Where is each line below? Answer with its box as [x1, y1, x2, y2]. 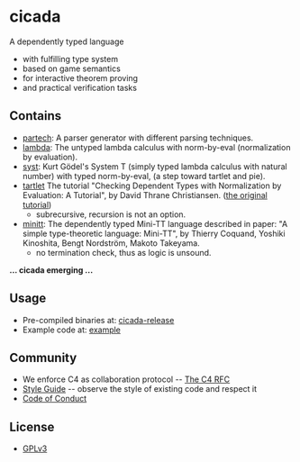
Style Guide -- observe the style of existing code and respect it [22, 384, 258, 394]
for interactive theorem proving [22, 72, 138, 83]
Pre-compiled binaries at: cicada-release [22, 314, 175, 325]
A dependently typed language [9, 36, 124, 47]
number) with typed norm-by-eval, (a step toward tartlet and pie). [22, 170, 266, 181]
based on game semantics [22, 63, 122, 74]
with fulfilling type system [22, 53, 119, 64]
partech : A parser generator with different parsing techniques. [22, 132, 254, 143]
